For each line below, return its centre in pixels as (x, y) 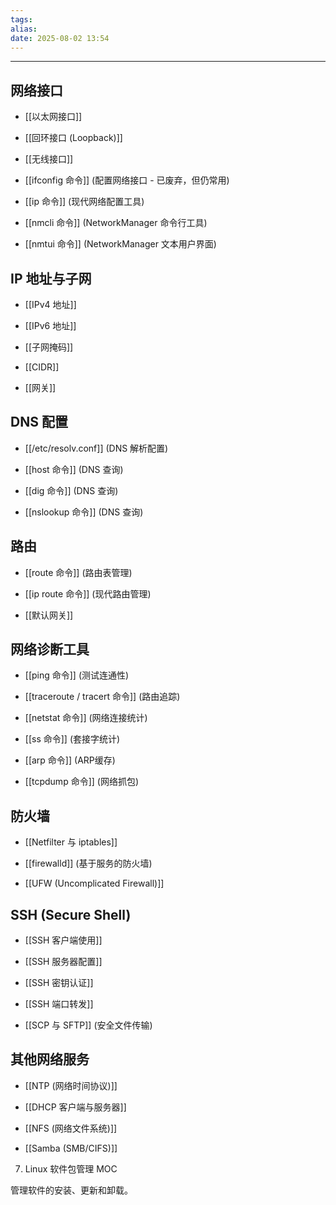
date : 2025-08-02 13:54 (60, 38)
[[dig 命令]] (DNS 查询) (71, 490)
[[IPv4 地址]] (50, 304)
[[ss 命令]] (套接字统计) (72, 739)
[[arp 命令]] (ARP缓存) (70, 760)
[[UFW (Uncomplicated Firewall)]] (94, 883)
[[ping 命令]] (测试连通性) (77, 675)
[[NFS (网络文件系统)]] (71, 1128)
